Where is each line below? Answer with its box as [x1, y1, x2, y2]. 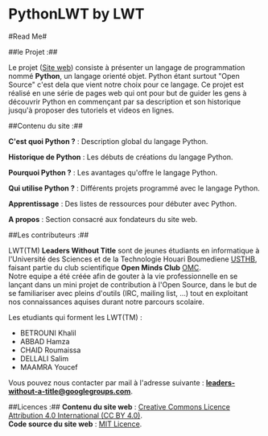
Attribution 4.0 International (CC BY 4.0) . [8, 410, 143, 420]
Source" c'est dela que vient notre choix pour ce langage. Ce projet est [8, 80, 244, 89]
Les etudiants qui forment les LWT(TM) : [8, 312, 142, 322]
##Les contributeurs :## [8, 230, 89, 240]
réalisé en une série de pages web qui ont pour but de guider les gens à [8, 88, 247, 97]
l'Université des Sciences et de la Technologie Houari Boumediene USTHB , [8, 254, 258, 264]
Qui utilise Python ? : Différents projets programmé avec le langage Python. [8, 183, 260, 193]
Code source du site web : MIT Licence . [8, 419, 142, 429]
